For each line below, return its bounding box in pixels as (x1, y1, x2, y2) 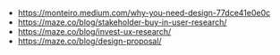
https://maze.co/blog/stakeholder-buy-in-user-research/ (17, 17, 227, 27)
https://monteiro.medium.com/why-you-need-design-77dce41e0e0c (17, 8, 271, 18)
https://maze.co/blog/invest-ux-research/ (17, 27, 172, 36)
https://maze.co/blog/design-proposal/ (17, 35, 163, 46)
